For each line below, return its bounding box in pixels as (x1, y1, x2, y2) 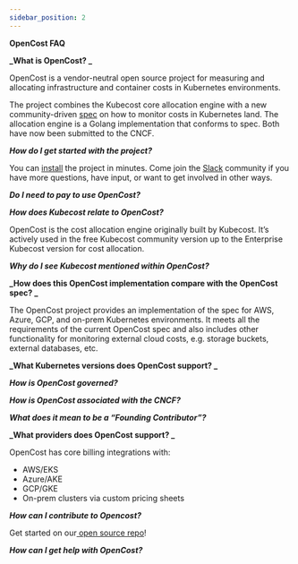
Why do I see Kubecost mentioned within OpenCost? (9, 261, 210, 271)
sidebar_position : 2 (9, 13, 87, 22)
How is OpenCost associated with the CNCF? (9, 395, 182, 406)
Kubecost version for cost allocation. (9, 243, 145, 253)
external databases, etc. (9, 342, 98, 354)
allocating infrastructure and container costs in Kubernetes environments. (9, 81, 281, 92)
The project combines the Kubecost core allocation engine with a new (9, 99, 268, 110)
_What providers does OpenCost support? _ (9, 429, 175, 440)
